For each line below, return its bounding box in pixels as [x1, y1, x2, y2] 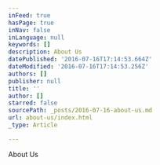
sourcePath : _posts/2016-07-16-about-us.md [8, 107, 153, 115]
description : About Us [8, 48, 82, 56]
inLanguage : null [8, 33, 65, 42]
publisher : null [8, 77, 61, 85]
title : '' [8, 84, 41, 93]
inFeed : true [8, 11, 51, 20]
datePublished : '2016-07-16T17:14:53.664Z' [8, 56, 153, 64]
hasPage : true [8, 19, 55, 27]
